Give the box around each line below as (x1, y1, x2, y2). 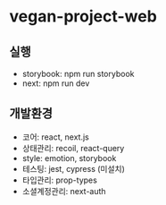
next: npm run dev (21, 78, 90, 89)
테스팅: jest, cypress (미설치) (21, 163, 125, 174)
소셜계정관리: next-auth (21, 185, 106, 196)
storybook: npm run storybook (21, 69, 135, 79)
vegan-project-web (9, 6, 158, 27)
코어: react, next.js (21, 132, 89, 142)
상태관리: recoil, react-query (21, 142, 125, 153)
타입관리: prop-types (21, 175, 98, 185)
